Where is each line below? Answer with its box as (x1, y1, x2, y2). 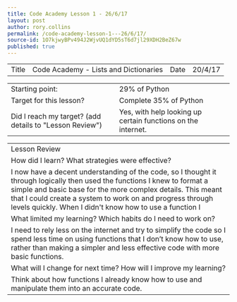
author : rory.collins (7, 23, 71, 30)
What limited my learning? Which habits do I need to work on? (11, 214, 216, 223)
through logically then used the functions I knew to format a (11, 176, 208, 186)
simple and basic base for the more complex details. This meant (11, 185, 222, 194)
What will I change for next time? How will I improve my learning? (11, 263, 226, 272)
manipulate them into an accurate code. (11, 284, 142, 293)
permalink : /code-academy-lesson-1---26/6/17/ (7, 30, 147, 37)
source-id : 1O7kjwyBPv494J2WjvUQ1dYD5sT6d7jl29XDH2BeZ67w (7, 37, 181, 44)
